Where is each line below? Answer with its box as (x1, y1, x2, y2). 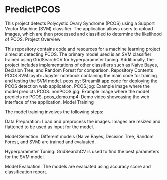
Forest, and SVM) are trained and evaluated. (5, 139, 96, 145)
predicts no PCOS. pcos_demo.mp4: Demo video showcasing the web (5, 94, 150, 100)
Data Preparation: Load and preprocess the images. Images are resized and (5, 118, 161, 124)
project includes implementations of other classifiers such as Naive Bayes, (5, 62, 158, 68)
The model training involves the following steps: (5, 109, 104, 115)
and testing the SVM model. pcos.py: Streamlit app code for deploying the (5, 78, 158, 84)
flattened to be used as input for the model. (5, 124, 94, 130)
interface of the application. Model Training (5, 99, 94, 105)
